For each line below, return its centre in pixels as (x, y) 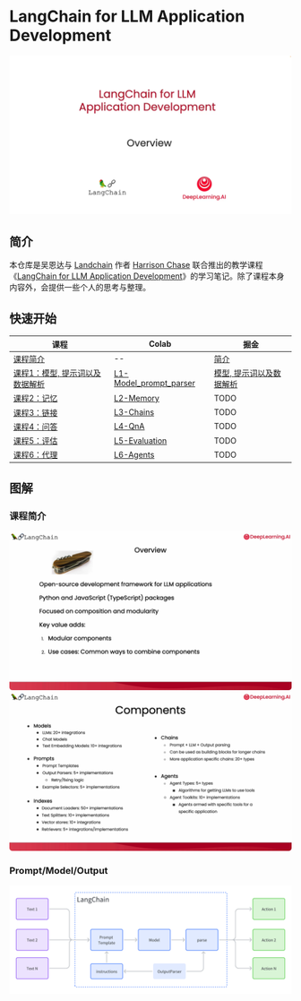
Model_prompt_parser (154, 384)
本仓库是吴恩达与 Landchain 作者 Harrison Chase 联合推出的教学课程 (136, 265)
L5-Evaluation (140, 440)
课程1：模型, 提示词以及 (57, 373)
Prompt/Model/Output (59, 871)
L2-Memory (136, 398)
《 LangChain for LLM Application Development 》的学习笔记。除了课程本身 (147, 276)
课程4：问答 (35, 427)
